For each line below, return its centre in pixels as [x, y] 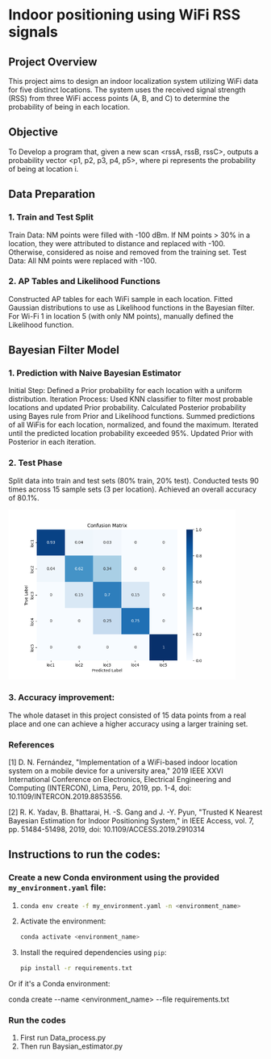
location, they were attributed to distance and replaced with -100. [117, 243]
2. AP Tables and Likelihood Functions [85, 282]
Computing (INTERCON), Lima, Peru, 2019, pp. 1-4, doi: [100, 788]
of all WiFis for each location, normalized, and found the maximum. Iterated [133, 425]
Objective [33, 132]
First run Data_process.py [63, 1038]
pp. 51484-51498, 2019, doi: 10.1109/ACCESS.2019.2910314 [107, 829]
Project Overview [53, 62]
